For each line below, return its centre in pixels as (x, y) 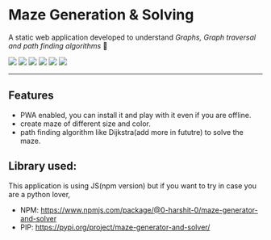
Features (31, 96)
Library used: (43, 166)
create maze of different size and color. (85, 124)
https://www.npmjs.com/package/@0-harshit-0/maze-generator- (149, 210)
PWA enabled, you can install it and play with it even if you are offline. (135, 115)
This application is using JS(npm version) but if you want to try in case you (132, 185)
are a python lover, (40, 194)
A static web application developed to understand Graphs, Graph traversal (132, 37)
